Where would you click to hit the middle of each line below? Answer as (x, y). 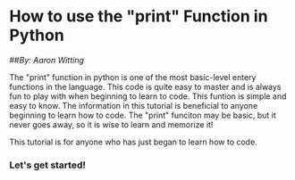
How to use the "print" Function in (139, 16)
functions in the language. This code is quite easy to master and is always (145, 86)
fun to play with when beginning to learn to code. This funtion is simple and (148, 96)
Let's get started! (48, 165)
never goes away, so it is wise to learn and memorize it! (111, 124)
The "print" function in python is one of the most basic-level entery (133, 77)
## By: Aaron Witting (47, 60)
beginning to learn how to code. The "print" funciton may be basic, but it (143, 115)
